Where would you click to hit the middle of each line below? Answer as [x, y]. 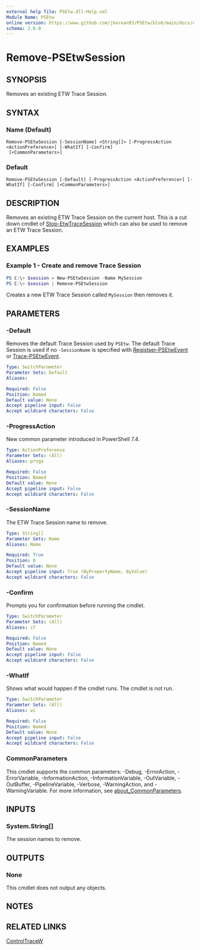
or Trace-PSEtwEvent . [33, 356]
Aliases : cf [21, 627]
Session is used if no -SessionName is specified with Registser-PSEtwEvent [97, 350]
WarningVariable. [27, 790]
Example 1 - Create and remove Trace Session [74, 265]
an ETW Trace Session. [35, 230]
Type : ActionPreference [36, 450]
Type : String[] [25, 533]
